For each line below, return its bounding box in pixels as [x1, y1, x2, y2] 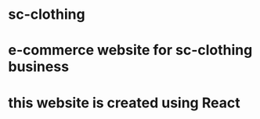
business [8, 58, 69, 76]
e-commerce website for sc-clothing [8, 41, 253, 59]
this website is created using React [8, 94, 240, 111]
